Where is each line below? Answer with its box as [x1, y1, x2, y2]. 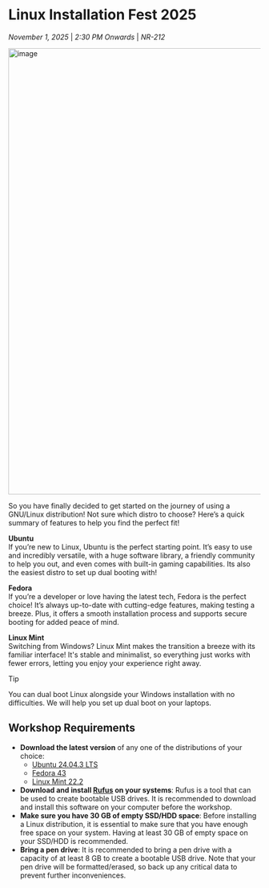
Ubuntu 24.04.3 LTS [31, 760, 98, 769]
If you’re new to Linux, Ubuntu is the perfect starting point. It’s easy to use [8, 541, 253, 551]
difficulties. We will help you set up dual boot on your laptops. [8, 698, 212, 708]
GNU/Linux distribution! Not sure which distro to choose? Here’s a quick [8, 509, 245, 519]
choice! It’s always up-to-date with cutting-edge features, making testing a [8, 600, 255, 610]
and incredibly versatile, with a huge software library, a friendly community [8, 550, 255, 560]
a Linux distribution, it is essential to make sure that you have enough [19, 819, 248, 829]
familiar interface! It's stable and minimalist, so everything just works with [8, 650, 251, 659]
